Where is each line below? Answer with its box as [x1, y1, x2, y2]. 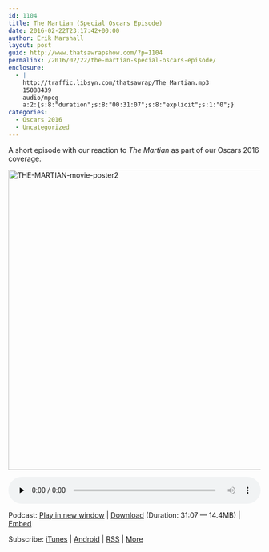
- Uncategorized [15, 123, 70, 131]
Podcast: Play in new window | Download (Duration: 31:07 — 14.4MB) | [8, 510, 241, 520]
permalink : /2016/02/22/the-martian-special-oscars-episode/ [8, 57, 217, 65]
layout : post [8, 42, 52, 50]
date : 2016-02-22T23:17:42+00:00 [8, 26, 120, 34]
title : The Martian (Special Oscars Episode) [8, 19, 163, 27]
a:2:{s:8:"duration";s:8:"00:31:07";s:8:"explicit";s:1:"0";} [22, 101, 235, 109]
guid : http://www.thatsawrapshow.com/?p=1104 [8, 49, 163, 57]
